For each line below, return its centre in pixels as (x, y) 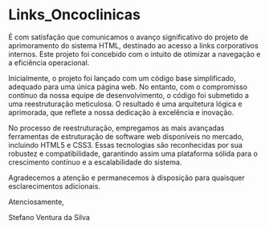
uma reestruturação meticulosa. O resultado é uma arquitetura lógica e (125, 104)
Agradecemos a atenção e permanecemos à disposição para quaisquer (126, 178)
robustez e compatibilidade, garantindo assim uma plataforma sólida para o (133, 153)
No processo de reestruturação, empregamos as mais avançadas (116, 128)
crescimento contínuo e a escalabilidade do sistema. (95, 162)
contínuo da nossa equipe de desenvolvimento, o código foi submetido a (128, 95)
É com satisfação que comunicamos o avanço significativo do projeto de (128, 37)
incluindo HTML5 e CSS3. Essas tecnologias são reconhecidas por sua (126, 145)
